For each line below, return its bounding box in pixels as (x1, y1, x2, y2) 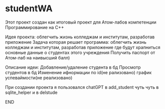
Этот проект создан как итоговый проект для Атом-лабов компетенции (5, 19, 157, 25)
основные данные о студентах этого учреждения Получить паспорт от (5, 50, 156, 55)
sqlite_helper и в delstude (5, 89, 58, 95)
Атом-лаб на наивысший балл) (5, 54, 70, 60)
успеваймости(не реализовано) (5, 75, 73, 81)
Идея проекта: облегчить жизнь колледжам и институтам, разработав (5, 34, 155, 40)
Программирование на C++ (5, 24, 64, 30)
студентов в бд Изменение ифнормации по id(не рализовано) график (5, 69, 152, 75)
